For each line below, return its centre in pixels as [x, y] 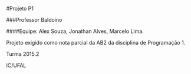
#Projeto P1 [20, 9]
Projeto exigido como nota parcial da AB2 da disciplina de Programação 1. [96, 43]
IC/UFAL [16, 65]
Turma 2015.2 [23, 54]
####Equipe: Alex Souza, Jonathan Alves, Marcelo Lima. [75, 31]
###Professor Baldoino [34, 20]
